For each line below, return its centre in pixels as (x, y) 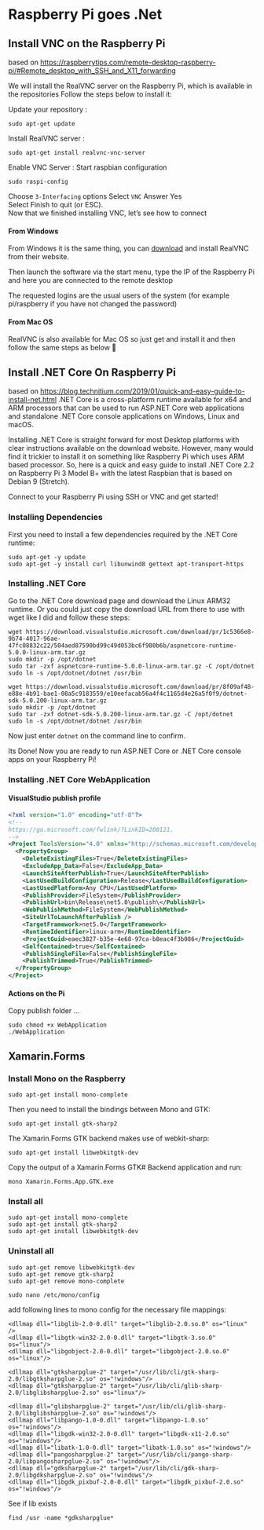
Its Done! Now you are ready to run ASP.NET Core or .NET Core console (125, 751)
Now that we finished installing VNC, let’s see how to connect (108, 213)
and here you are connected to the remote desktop (90, 280)
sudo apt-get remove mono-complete (66, 1281)
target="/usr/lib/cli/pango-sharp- (175, 1455)
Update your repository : (48, 109)
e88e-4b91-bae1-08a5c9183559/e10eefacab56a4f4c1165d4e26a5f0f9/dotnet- (128, 694)
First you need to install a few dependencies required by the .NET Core (123, 534)
